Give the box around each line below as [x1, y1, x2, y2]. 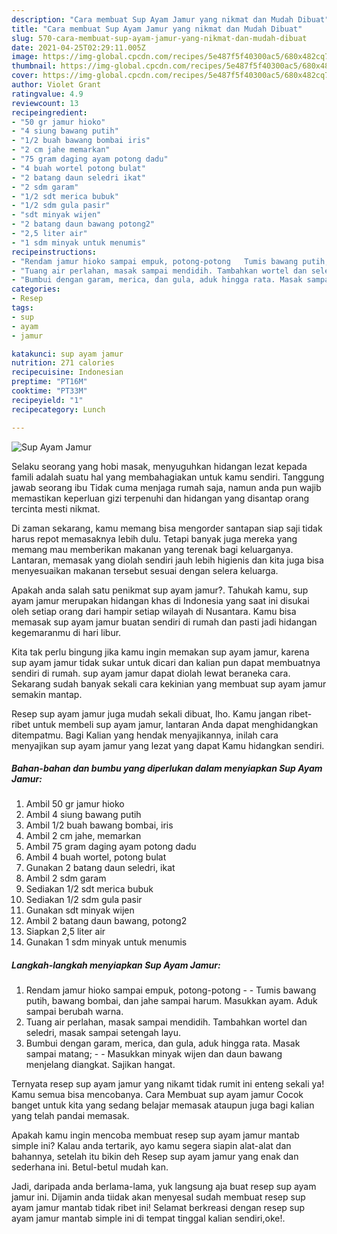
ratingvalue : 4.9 [11, 89, 84, 99]
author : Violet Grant [11, 80, 102, 90]
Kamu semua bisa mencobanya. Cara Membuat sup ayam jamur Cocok [11, 1089, 304, 1101]
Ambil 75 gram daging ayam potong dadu [25, 841, 197, 853]
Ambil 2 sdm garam [25, 872, 107, 885]
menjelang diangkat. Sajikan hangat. [25, 1059, 176, 1071]
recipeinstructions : [11, 247, 98, 257]
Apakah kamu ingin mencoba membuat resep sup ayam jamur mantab [11, 1129, 300, 1141]
